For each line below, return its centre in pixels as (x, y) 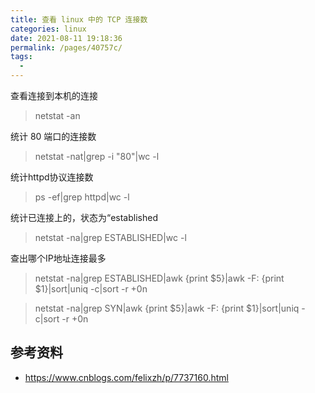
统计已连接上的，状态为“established (84, 217)
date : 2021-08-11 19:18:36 (66, 38)
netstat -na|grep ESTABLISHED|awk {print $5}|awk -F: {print (159, 278)
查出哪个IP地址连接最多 (58, 258)
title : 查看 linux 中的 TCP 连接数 (79, 19)
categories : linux (48, 29)
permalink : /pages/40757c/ (66, 47)
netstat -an (57, 115)
